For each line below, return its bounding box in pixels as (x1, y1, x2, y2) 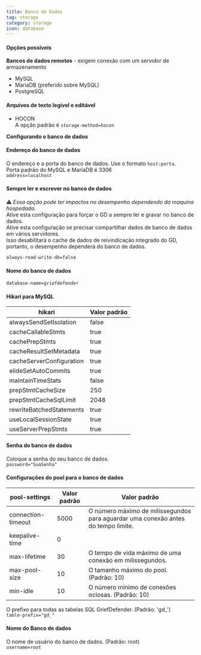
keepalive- (9, 531, 41, 540)
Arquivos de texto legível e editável (6, 102, 96, 109)
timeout (9, 518, 31, 526)
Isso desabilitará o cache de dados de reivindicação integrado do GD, (6, 237, 178, 244)
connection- (9, 510, 45, 519)
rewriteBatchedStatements (9, 406, 84, 414)
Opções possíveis (6, 44, 52, 51)
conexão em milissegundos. (89, 556, 167, 564)
